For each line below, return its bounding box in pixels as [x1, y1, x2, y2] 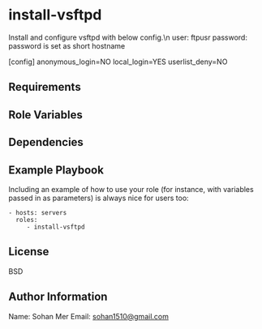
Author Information [8, 290, 108, 304]
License [8, 245, 49, 258]
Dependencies [8, 135, 84, 149]
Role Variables [8, 108, 83, 122]
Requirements [8, 80, 81, 94]
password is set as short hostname [8, 41, 126, 50]
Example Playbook [8, 163, 104, 177]
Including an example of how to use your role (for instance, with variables [8, 184, 254, 194]
